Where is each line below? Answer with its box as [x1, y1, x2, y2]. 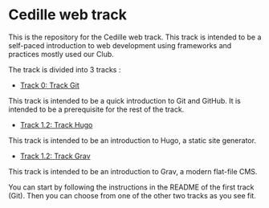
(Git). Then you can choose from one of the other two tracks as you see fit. [8, 190, 257, 200]
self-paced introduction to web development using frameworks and [8, 40, 232, 50]
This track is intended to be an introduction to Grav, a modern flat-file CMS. [8, 166, 258, 176]
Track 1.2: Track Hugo [19, 120, 93, 129]
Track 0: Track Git [19, 80, 80, 90]
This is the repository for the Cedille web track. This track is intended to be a [8, 32, 262, 42]
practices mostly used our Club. [8, 49, 114, 59]
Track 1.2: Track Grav [19, 151, 91, 161]
